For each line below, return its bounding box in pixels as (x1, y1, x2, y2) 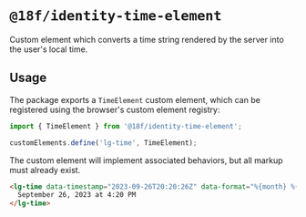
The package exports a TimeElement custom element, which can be (9, 94, 261, 105)
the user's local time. (9, 44, 88, 55)
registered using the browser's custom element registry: (9, 104, 220, 115)
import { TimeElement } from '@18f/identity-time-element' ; (9, 121, 243, 130)
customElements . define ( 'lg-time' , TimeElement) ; (9, 138, 198, 148)
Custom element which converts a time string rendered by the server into (9, 34, 284, 45)
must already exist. (9, 164, 81, 175)
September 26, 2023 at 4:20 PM (17, 191, 137, 200)
